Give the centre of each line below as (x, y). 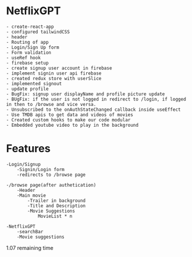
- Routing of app (27, 42)
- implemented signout (34, 83)
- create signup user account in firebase (59, 68)
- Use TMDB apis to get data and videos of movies (70, 115)
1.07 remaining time (30, 248)
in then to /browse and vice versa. (51, 104)
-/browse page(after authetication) (51, 185)
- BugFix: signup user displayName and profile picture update (86, 94)
